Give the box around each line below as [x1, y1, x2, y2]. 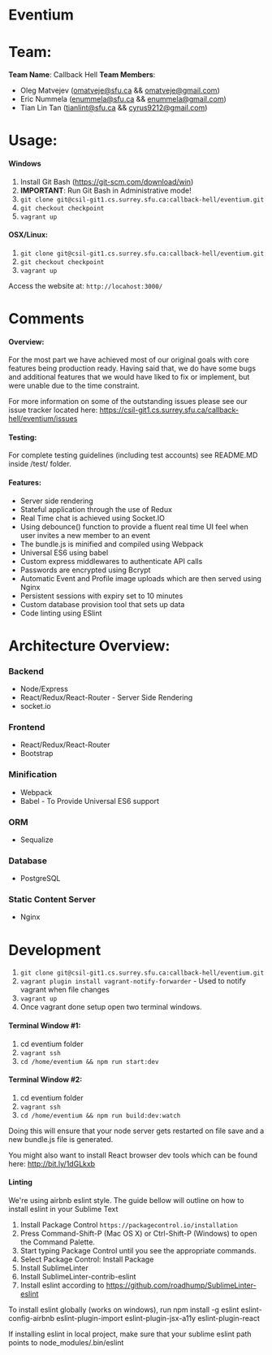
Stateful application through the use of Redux [19, 504, 173, 514]
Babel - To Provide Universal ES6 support [19, 796, 160, 806]
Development [8, 940, 101, 959]
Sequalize [19, 835, 54, 845]
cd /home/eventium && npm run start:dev [19, 1058, 159, 1066]
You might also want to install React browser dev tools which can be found [8, 1150, 258, 1160]
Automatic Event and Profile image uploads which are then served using [19, 573, 262, 583]
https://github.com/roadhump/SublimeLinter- [106, 1280, 257, 1290]
